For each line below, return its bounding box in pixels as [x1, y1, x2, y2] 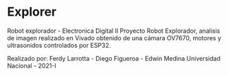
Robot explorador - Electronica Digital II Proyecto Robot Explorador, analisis [7, 27, 220, 35]
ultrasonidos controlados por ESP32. [7, 41, 111, 49]
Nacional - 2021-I [7, 61, 56, 70]
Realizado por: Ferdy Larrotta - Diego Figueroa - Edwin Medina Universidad [7, 54, 221, 62]
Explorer [7, 4, 57, 20]
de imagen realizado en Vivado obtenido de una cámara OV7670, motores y [7, 33, 222, 42]
